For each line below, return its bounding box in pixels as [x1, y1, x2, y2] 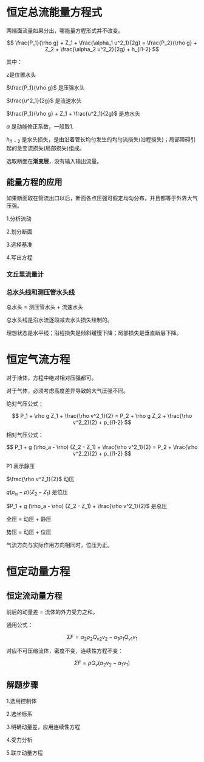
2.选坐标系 [6, 710, 33, 718]
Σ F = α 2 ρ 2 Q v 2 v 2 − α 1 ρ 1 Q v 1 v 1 [66, 633, 138, 642]
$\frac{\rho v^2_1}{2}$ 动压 [6, 475, 75, 482]
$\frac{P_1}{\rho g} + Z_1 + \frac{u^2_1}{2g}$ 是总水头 [6, 110, 141, 117]
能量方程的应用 [6, 177, 63, 188]
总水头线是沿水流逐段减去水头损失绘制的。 [6, 316, 113, 323]
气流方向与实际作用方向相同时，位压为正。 [6, 541, 113, 548]
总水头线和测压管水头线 [6, 288, 75, 297]
